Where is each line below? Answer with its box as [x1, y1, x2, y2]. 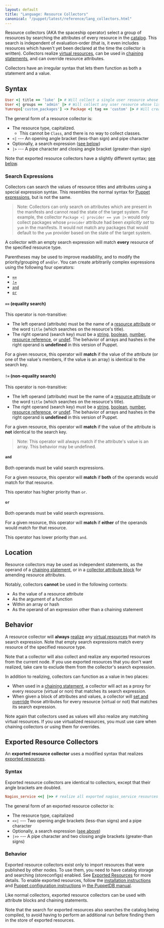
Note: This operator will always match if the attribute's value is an [17, 438, 149, 444]
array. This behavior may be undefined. [17, 444, 97, 450]
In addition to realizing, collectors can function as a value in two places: [5, 673, 149, 679]
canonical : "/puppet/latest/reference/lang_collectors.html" [5, 16, 132, 21]
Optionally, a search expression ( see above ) [12, 828, 101, 834]
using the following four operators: [5, 264, 75, 270]
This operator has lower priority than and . [5, 534, 88, 540]
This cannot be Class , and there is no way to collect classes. [19, 130, 141, 136]
